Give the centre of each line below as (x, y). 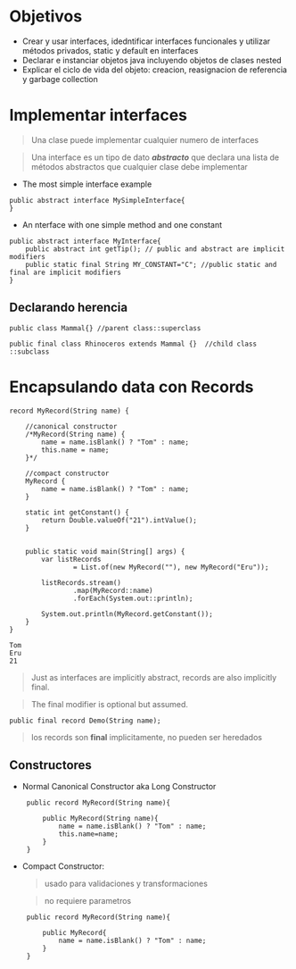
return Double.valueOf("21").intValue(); (119, 520)
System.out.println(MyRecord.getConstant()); (127, 614)
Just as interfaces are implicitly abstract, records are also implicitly (154, 677)
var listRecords (71, 559)
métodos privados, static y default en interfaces (110, 50)
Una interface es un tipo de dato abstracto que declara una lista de (155, 157)
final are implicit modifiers (66, 272)
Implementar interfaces (98, 116)
